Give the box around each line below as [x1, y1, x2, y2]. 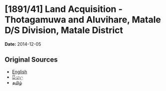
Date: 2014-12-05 [4, 41, 41, 47]
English [11, 69, 27, 75]
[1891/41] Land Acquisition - [4, 3, 123, 15]
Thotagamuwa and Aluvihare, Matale [4, 14, 162, 25]
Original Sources [4, 56, 58, 64]
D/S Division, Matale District [4, 25, 123, 36]
